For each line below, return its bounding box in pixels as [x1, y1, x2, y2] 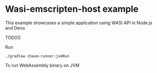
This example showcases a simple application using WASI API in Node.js [5, 20, 153, 26]
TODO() [5, 35, 21, 40]
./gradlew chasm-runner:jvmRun [5, 53, 70, 59]
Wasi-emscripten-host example [5, 3, 139, 15]
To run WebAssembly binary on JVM [5, 62, 80, 68]
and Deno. [5, 25, 26, 31]
